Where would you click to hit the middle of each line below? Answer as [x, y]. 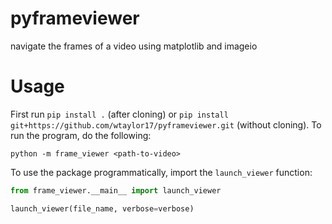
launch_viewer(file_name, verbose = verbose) [102, 208]
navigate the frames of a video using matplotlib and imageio [134, 46]
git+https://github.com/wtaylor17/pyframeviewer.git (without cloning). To [166, 124]
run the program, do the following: [81, 135]
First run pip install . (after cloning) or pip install [119, 114]
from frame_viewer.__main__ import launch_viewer [116, 190]
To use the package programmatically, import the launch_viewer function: [161, 172]
